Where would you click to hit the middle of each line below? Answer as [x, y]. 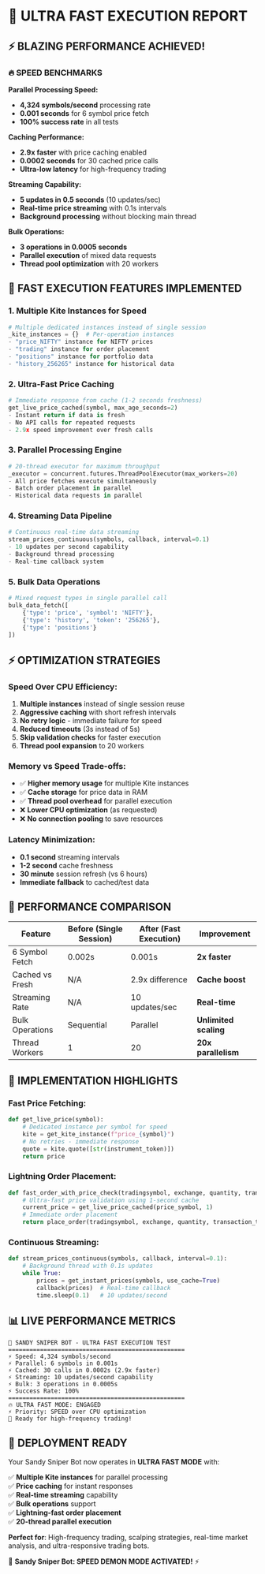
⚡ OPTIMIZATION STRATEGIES [84, 660]
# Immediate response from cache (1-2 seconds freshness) [105, 401]
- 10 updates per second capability [68, 547]
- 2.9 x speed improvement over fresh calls [81, 430]
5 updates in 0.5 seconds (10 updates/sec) [90, 200]
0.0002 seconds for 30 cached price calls [89, 160]
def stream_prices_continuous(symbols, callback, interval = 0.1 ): [118, 1259]
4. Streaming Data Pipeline [60, 516]
